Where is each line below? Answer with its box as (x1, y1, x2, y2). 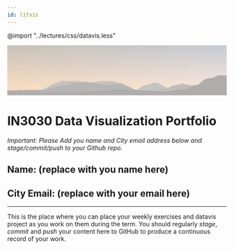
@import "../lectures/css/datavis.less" (7, 31, 116, 40)
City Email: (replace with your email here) (7, 187, 190, 199)
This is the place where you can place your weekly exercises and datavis (7, 212, 217, 221)
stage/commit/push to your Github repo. (7, 143, 123, 152)
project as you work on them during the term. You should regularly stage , (7, 219, 218, 228)
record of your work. (7, 234, 66, 243)
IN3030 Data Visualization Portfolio (7, 113, 217, 129)
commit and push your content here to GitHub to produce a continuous (7, 227, 211, 235)
